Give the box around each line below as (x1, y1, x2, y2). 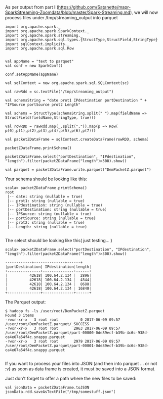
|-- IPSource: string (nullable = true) (7, 211, 92, 216)
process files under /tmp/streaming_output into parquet (5, 15, 118, 20)
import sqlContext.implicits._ (5, 42, 70, 47)
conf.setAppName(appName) (5, 72, 58, 77)
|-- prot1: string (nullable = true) (7, 199, 85, 203)
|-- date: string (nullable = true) (7, 194, 83, 199)
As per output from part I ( (5, 4, 58, 10)
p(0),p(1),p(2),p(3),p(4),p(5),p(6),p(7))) (5, 128, 96, 133)
